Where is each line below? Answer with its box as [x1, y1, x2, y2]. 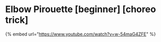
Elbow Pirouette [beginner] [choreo [5, 4, 156, 15]
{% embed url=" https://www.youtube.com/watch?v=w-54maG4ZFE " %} [5, 31, 156, 37]
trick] [5, 14, 29, 26]
